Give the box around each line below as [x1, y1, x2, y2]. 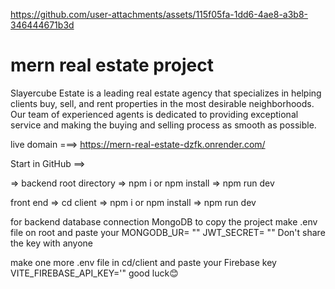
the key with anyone [10, 237, 94, 249]
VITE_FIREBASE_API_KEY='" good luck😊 [10, 267, 179, 279]
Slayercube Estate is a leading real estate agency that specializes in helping [10, 87, 322, 99]
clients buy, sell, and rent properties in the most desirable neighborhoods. [10, 97, 315, 109]
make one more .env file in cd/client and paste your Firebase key [10, 256, 277, 268]
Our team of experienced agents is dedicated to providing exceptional [10, 108, 299, 120]
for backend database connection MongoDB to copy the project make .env [10, 215, 318, 228]
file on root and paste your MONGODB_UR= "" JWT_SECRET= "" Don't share [10, 226, 326, 238]
